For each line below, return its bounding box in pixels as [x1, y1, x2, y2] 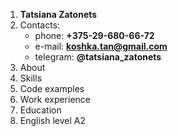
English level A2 [19, 115, 87, 126]
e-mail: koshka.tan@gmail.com [34, 40, 168, 52]
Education [19, 104, 62, 116]
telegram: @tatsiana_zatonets [34, 51, 162, 63]
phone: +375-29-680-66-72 [34, 30, 155, 41]
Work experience [19, 94, 92, 105]
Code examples [19, 83, 85, 94]
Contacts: [19, 19, 61, 31]
